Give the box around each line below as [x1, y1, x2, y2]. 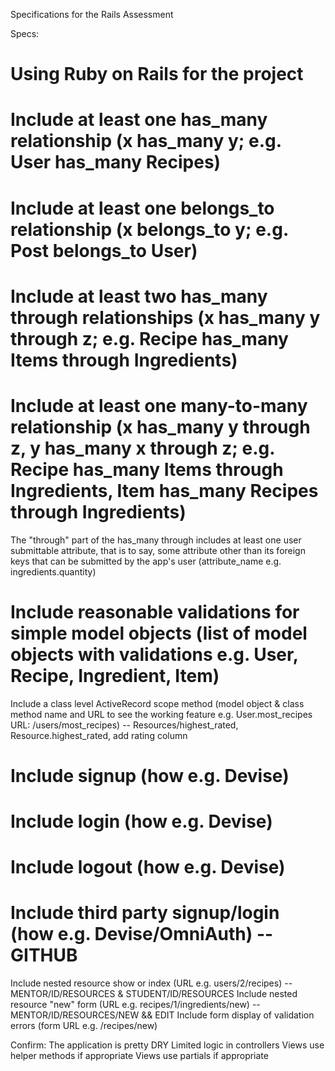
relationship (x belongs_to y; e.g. [10, 218, 289, 241]
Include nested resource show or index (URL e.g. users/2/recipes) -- [10, 977, 293, 989]
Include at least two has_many [10, 285, 268, 308]
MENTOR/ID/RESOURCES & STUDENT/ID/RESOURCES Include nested [10, 988, 298, 1000]
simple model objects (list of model [10, 622, 308, 644]
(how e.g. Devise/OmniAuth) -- [10, 923, 274, 946]
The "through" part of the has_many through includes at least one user [10, 534, 302, 546]
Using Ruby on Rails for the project [10, 63, 304, 86]
